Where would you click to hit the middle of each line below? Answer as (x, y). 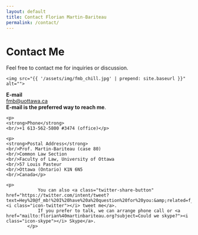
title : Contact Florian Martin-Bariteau (57, 17)
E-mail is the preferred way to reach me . (56, 107)
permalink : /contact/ (33, 22)
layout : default (26, 11)
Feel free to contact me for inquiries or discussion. (67, 68)
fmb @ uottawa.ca (27, 101)
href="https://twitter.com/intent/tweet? (58, 196)
